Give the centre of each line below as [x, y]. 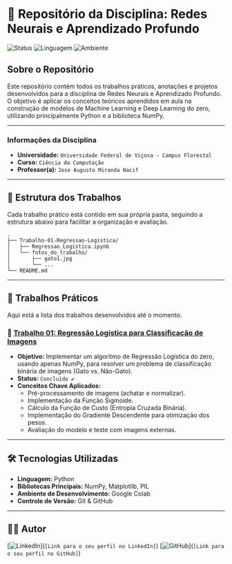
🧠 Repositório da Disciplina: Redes [107, 14]
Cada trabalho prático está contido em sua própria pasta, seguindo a [105, 214]
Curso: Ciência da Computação [60, 162]
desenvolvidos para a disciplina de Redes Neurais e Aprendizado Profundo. [115, 93]
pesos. [37, 422]
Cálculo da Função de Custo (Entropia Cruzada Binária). [107, 407]
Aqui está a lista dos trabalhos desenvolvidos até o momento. [95, 315]
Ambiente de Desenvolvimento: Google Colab [84, 494]
